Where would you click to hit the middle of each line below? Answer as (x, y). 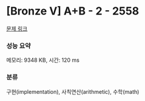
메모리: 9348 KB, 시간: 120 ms (43, 60)
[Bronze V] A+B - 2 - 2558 (73, 11)
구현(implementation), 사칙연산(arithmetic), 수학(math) (73, 91)
